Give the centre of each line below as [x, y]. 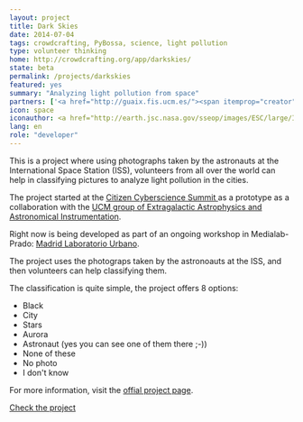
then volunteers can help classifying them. [88, 271]
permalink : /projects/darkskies [70, 77]
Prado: [22, 243]
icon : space [32, 110]
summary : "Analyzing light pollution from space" [105, 93]
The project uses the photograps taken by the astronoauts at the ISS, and [146, 261]
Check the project [43, 408]
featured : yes [36, 85]
